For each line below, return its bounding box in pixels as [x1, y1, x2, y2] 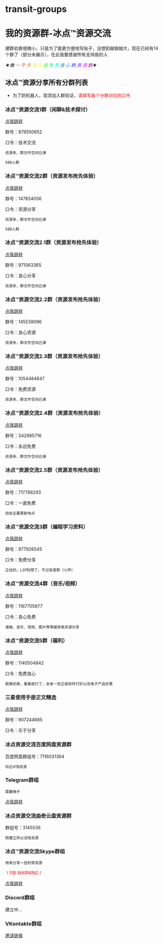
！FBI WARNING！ [5, 870, 43, 876]
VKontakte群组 [5, 920, 42, 927]
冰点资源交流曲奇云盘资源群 [5, 812, 72, 819]
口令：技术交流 [5, 140, 36, 146]
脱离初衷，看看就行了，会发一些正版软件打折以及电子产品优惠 [5, 681, 113, 687]
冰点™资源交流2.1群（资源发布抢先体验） [5, 239, 102, 246]
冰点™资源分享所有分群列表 [5, 78, 88, 87]
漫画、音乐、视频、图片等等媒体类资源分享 [5, 625, 80, 630]
